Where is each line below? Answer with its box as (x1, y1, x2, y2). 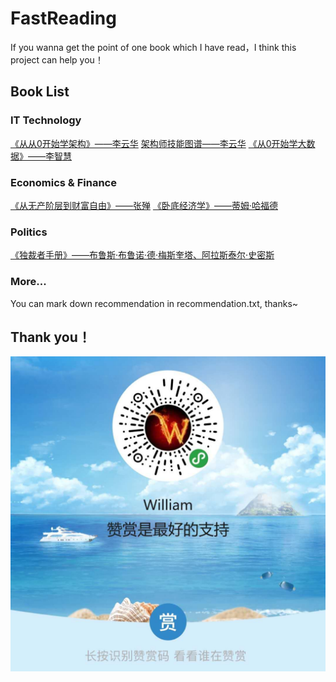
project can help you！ (10, 53, 104, 66)
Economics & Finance (10, 175, 117, 189)
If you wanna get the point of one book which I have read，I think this (10, 41, 297, 53)
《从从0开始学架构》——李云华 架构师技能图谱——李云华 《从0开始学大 (10, 137, 307, 149)
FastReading (10, 7, 117, 30)
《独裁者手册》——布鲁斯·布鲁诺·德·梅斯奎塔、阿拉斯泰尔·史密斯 (10, 249, 275, 261)
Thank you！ (10, 328, 92, 346)
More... (10, 275, 47, 289)
